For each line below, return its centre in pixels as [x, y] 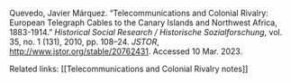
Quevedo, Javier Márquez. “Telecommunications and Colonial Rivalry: [139, 13]
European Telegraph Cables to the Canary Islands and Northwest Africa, [143, 23]
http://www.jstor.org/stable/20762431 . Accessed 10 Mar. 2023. [126, 51]
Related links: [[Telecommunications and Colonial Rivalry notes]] [129, 69]
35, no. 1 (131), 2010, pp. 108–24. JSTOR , [85, 41]
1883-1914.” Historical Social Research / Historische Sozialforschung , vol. [146, 32]
